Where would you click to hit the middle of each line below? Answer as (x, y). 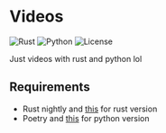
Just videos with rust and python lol (76, 58)
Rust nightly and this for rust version (90, 109)
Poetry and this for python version (86, 118)
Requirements (50, 87)
